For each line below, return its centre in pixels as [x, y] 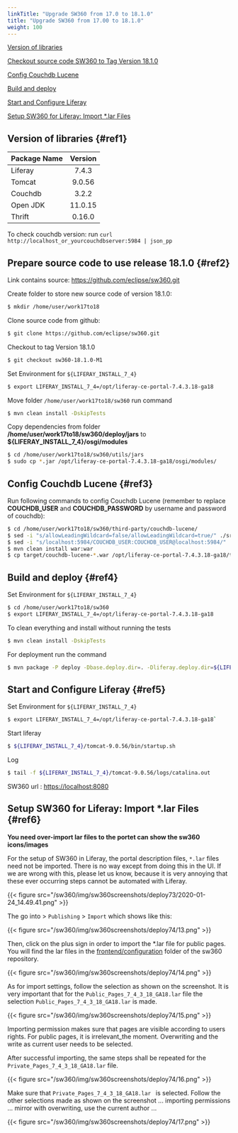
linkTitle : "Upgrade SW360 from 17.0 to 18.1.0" [80, 14]
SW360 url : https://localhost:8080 [58, 787]
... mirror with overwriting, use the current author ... [82, 1108]
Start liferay [24, 734]
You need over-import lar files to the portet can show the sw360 [104, 837]
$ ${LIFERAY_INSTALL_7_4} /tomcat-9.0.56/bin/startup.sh [91, 746]
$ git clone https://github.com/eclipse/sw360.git [84, 333]
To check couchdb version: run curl [60, 235]
